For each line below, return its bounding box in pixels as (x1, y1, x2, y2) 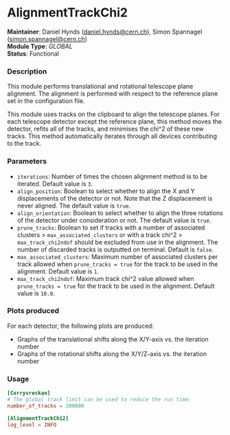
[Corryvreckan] (7, 390, 51, 397)
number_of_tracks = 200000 (7, 402, 84, 410)
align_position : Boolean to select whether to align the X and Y (16, 187, 196, 195)
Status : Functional (7, 49, 60, 58)
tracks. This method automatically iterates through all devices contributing (7, 132, 218, 140)
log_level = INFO (7, 421, 57, 428)
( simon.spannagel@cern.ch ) (7, 34, 88, 43)
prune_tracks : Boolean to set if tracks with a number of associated (16, 223, 205, 232)
